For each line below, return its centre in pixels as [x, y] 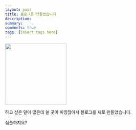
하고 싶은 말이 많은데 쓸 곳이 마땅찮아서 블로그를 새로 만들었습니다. [68, 112]
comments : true [21, 28]
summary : [14, 23]
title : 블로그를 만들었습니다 [31, 14]
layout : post [18, 10]
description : [18, 19]
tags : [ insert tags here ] [31, 32]
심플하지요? [16, 122]
